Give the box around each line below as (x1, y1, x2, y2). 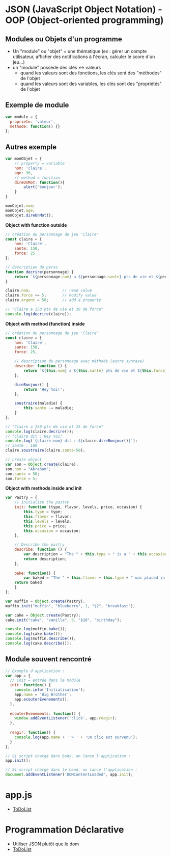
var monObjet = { (5, 156, 42, 162)
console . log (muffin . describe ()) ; (5, 636, 76, 641)
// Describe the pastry (14, 542, 65, 547)
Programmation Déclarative (5, 824, 124, 836)
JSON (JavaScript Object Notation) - (5, 4, 162, 15)
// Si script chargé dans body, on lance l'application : (5, 753, 131, 759)
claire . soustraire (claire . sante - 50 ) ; (5, 448, 85, 453)
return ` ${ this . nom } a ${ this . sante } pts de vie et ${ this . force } (23, 368, 167, 373)
